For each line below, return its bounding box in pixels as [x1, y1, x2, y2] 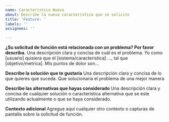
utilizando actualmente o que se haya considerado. [5, 96, 111, 102]
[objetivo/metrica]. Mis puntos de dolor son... [5, 60, 99, 67]
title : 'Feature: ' [5, 17, 46, 22]
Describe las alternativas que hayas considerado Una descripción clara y [5, 85, 160, 91]
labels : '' [5, 21, 28, 27]
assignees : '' [5, 26, 35, 31]
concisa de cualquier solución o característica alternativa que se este [5, 91, 150, 97]
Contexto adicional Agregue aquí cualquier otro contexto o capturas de [5, 106, 155, 112]
